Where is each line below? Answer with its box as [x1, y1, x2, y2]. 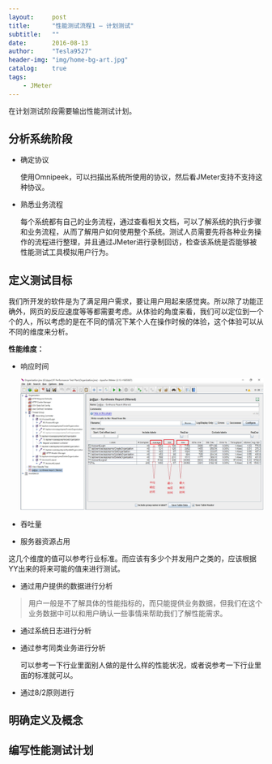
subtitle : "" [8, 30, 60, 38]
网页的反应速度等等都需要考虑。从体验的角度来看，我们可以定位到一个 [29, 307, 264, 317]
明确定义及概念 [8, 713, 83, 727]
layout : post [8, 13, 67, 21]
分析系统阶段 [8, 132, 73, 146]
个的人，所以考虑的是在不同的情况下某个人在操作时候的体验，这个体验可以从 [8, 317, 264, 326]
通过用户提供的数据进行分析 [19, 581, 113, 590]
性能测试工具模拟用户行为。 [19, 248, 113, 257]
